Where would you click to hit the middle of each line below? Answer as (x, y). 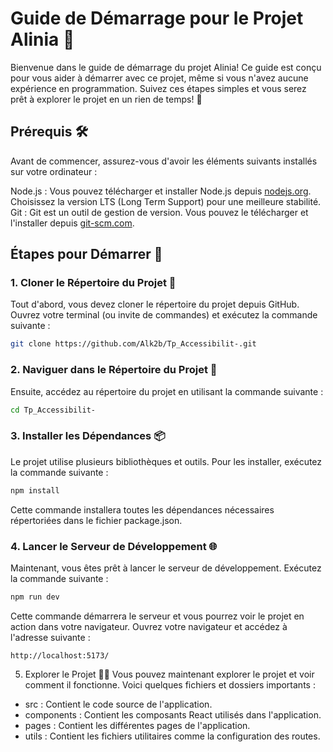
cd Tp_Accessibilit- (53, 410)
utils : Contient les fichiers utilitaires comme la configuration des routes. (172, 736)
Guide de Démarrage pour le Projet (157, 18)
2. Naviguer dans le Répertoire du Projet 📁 (114, 370)
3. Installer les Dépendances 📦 (88, 436)
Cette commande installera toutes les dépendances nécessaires (142, 509)
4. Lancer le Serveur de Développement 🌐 (114, 546)
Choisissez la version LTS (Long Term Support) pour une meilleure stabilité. (166, 201)
